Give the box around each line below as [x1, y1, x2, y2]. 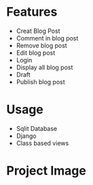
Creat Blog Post [16, 27, 60, 35]
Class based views [16, 138, 69, 147]
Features [6, 4, 58, 20]
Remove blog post [16, 41, 67, 49]
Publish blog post [16, 77, 65, 86]
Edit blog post [16, 49, 56, 57]
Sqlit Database [16, 124, 58, 132]
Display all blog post [16, 63, 73, 71]
